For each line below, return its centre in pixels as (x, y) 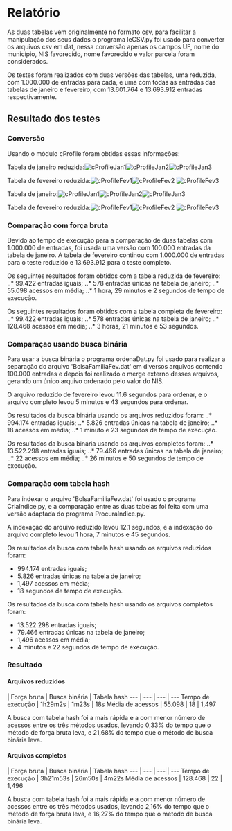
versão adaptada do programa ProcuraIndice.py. (76, 514)
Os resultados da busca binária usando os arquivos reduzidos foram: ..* (110, 416)
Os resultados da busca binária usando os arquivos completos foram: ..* (110, 444)
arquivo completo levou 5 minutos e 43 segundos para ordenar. (98, 402)
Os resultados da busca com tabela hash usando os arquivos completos (110, 604)
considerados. (28, 61)
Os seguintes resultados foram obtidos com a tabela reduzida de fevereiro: (114, 276)
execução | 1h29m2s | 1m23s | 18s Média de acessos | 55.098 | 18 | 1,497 (112, 704)
